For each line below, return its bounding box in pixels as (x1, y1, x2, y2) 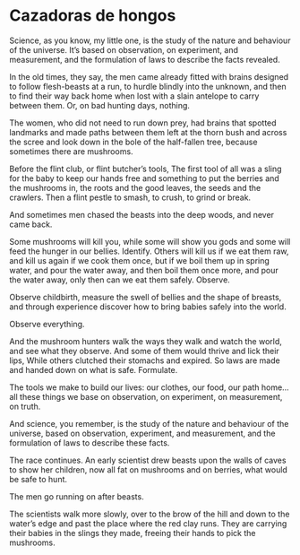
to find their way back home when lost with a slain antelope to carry (9, 91, 260, 101)
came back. (9, 219, 53, 230)
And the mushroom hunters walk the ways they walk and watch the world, (9, 335, 282, 346)
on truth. (9, 401, 41, 412)
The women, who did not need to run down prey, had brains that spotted (9, 117, 277, 128)
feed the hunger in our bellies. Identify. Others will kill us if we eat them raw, (9, 246, 289, 256)
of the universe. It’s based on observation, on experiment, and (9, 44, 239, 55)
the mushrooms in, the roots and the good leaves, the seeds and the (9, 182, 261, 193)
